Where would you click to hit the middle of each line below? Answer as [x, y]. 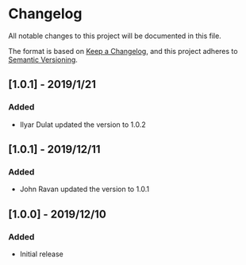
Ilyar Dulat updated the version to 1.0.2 [83, 125]
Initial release [41, 254]
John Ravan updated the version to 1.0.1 [85, 189]
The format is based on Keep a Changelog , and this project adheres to [123, 51]
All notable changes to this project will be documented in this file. [115, 36]
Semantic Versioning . [43, 60]
